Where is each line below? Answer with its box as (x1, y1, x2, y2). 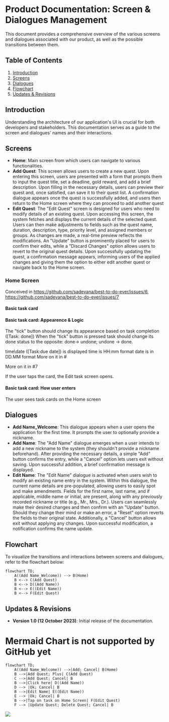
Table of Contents (5, 56, 63, 65)
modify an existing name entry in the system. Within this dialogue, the (12, 477, 157, 484)
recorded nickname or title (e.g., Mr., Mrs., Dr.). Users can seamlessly (12, 499, 157, 505)
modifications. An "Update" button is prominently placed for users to (12, 238, 155, 244)
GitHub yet (5, 646, 51, 658)
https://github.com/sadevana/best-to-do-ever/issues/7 (5, 294, 119, 300)
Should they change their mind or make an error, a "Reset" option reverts (12, 510, 164, 516)
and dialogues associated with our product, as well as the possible (5, 36, 143, 42)
